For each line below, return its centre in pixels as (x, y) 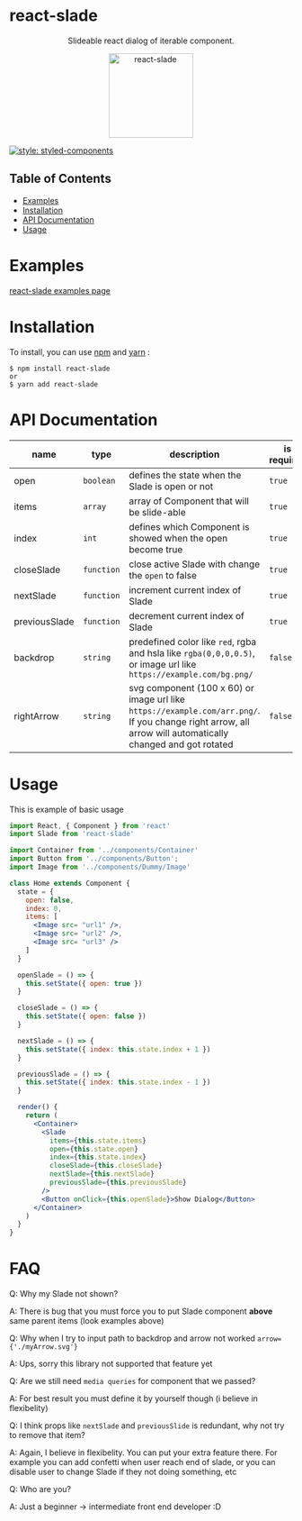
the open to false (163, 575)
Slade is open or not (171, 486)
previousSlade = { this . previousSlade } (118, 1182)
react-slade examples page (60, 290)
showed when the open (178, 538)
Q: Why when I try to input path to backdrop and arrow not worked (133, 1338)
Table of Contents (61, 179)
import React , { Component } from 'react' (90, 825)
